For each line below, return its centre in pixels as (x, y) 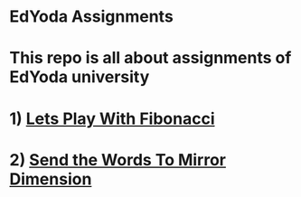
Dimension (51, 179)
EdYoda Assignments (91, 17)
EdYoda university (80, 77)
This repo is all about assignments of (150, 58)
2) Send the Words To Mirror (118, 159)
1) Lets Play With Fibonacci (112, 118)
